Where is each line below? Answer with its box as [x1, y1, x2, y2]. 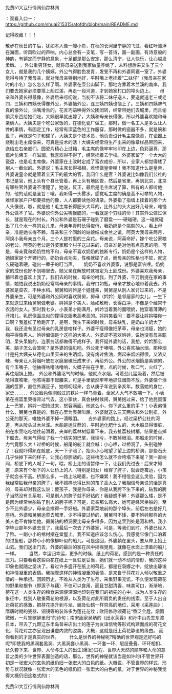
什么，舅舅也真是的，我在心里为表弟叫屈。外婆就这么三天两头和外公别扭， [5, 409, 162, 415]
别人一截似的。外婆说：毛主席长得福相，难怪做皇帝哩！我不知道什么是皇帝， [5, 165, 167, 171]
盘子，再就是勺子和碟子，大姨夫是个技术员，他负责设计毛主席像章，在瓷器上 [5, 133, 167, 139]
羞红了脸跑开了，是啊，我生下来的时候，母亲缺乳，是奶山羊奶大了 [23, 319, 162, 325]
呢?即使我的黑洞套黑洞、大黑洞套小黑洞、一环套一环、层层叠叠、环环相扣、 [5, 641, 165, 646]
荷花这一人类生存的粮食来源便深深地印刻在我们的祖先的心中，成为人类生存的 [5, 589, 167, 595]
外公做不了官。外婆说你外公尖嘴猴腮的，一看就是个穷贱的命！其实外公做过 [5, 210, 162, 216]
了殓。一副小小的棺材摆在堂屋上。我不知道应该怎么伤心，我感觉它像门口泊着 [5, 531, 167, 537]
